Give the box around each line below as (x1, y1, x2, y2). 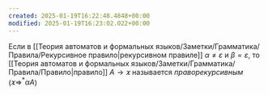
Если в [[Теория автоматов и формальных (8, 41, 154, 51)
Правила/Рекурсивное (8, 50, 87, 60)
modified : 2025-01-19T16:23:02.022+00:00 (8, 19, 151, 27)
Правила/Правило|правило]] (8, 67, 108, 76)
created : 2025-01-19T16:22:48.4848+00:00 (8, 11, 151, 20)
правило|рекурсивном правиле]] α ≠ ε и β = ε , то (88, 50, 261, 60)
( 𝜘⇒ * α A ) (8, 76, 38, 87)
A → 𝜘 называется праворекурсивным (108, 67, 244, 76)
